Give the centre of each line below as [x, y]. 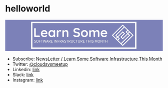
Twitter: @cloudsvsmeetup [40, 64]
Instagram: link [28, 80]
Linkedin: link [26, 70]
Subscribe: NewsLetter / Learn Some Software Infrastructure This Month [87, 59]
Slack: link [23, 75]
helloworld [28, 9]
